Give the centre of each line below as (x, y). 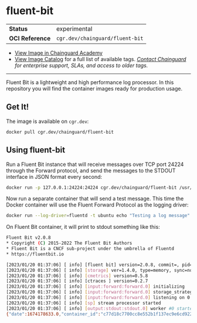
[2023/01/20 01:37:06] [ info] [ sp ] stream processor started (84, 303)
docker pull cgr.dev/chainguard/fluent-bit (60, 132)
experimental (74, 29)
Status (18, 29)
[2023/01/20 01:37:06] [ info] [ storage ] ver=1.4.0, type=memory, (89, 270)
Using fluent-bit (36, 150)
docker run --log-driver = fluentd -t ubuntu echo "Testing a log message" (98, 216)
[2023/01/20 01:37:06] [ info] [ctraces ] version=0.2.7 (77, 281)
